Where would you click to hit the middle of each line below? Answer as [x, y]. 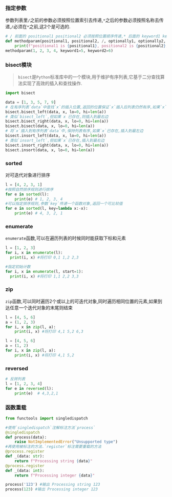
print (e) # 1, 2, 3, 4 [39, 199]
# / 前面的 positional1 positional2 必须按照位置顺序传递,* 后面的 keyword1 [83, 36]
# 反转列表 [15, 379]
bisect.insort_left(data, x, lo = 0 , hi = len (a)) [56, 136]
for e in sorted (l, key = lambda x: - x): [47, 209]
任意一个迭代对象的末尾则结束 [41, 307]
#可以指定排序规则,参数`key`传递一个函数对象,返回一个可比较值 [64, 204]
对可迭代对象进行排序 [28, 175]
